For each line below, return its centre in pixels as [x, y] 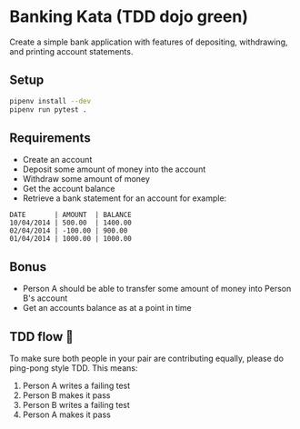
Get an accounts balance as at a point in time [107, 308]
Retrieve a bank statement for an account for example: [125, 198]
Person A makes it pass [66, 414]
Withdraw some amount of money [86, 179]
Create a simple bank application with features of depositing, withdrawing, [149, 42]
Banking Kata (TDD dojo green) [129, 17]
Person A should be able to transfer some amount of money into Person [157, 289]
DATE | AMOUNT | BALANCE [70, 215]
